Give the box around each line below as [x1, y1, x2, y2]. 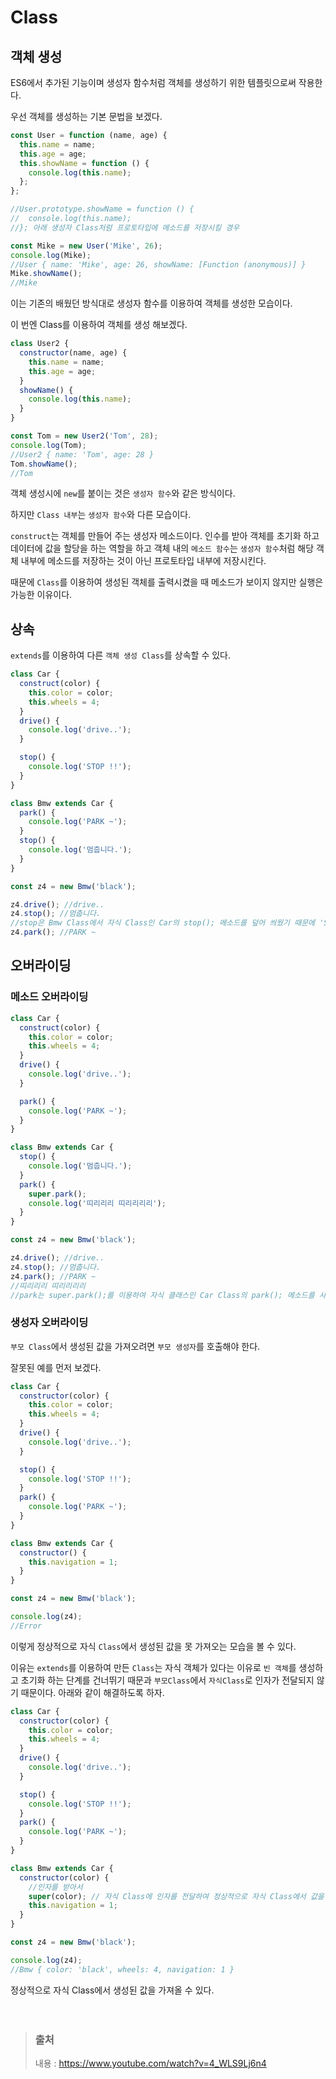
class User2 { [10, 339, 70, 349]
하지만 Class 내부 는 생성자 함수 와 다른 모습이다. [10, 509, 192, 521]
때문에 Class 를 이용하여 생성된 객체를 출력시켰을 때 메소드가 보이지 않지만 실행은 [10, 576, 324, 588]
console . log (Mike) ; [10, 250, 92, 260]
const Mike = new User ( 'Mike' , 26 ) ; [10, 241, 163, 251]
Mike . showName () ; [10, 269, 83, 279]
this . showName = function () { [19, 158, 150, 168]
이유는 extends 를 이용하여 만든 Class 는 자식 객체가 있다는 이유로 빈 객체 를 [10, 1661, 297, 1673]
